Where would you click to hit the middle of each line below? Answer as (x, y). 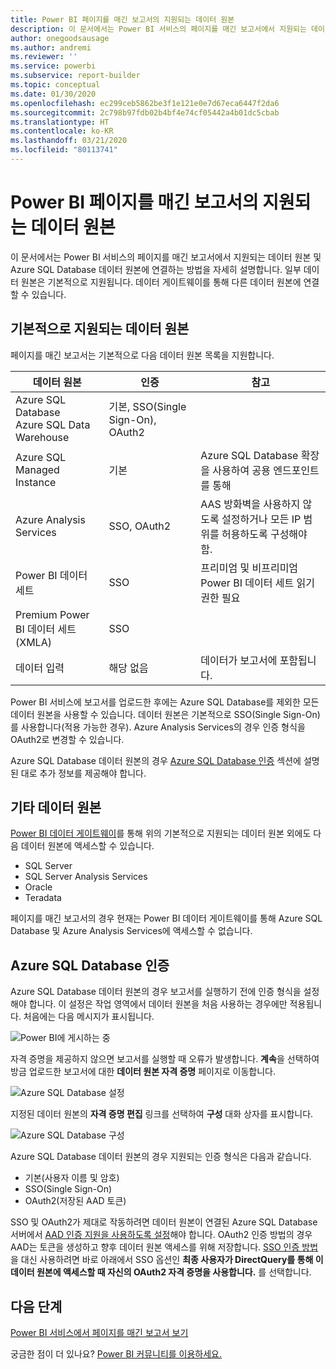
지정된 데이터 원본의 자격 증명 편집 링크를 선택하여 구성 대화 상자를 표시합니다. (162, 1114)
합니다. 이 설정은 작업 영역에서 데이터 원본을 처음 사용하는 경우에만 (158, 1004)
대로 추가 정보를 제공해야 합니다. (83, 773)
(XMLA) (33, 642)
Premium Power (52, 614)
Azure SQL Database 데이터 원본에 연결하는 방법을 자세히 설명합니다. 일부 (156, 269)
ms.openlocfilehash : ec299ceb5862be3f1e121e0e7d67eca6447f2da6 (145, 103)
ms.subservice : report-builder (75, 76)
